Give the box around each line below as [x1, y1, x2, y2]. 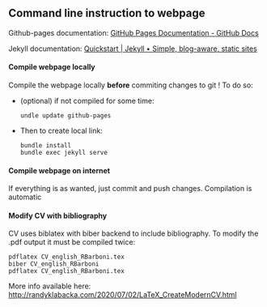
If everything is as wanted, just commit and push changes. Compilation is [8, 184, 252, 194]
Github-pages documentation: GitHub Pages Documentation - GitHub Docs [8, 28, 259, 37]
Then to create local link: [19, 126, 103, 136]
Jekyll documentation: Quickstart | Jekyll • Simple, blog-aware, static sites [8, 44, 257, 53]
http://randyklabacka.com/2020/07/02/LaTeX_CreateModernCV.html [8, 290, 237, 300]
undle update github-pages [19, 112, 112, 120]
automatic [8, 192, 42, 202]
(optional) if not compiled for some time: [19, 96, 155, 106]
